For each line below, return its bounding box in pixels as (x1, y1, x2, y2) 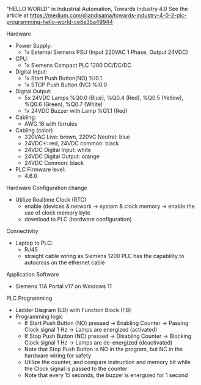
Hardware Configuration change (6, 184, 87, 191)
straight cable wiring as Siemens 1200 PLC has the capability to (24, 253, 185, 259)
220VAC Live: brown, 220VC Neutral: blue (24, 133, 130, 140)
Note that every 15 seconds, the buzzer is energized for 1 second (24, 372, 188, 379)
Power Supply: (15, 42, 53, 49)
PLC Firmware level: (15, 166, 66, 173)
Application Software (6, 271, 59, 278)
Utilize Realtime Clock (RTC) (15, 196, 87, 203)
